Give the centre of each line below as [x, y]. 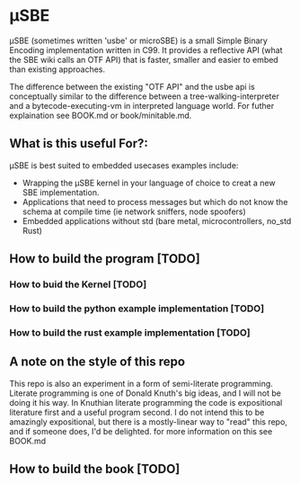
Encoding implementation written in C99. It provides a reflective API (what [146, 49]
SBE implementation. [61, 192]
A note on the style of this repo [97, 362]
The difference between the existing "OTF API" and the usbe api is [132, 86]
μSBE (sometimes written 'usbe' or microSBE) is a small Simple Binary [138, 40]
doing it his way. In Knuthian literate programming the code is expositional [146, 402]
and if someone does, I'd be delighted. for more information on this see [141, 431]
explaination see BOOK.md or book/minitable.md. [101, 115]
